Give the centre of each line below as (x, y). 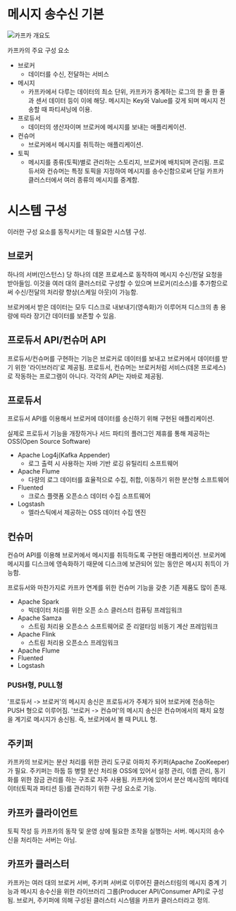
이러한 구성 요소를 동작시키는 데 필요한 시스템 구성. (77, 231)
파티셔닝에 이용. (71, 109)
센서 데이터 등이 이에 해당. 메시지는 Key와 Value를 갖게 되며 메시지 (127, 100)
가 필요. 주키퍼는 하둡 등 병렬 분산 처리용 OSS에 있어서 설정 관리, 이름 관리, (110, 771)
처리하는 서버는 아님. (49, 840)
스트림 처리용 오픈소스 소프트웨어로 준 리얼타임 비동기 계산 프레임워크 (123, 626)
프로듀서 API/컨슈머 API (57, 340)
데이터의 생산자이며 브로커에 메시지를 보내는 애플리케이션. (107, 127)
